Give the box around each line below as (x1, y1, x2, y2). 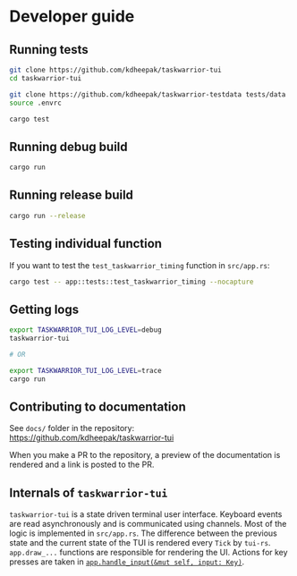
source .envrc (9, 98, 63, 107)
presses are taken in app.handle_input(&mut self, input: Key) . (9, 556, 245, 567)
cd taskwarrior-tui (9, 73, 82, 82)
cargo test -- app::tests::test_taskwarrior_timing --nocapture (9, 277, 254, 286)
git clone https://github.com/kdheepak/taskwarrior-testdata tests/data (9, 89, 286, 99)
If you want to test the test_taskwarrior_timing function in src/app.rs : (9, 259, 270, 270)
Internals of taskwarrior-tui (9, 485, 168, 500)
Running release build (9, 188, 134, 203)
